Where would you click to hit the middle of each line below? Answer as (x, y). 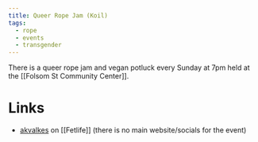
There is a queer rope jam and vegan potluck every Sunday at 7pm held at (129, 67)
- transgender (39, 45)
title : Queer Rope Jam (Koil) (58, 15)
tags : (17, 23)
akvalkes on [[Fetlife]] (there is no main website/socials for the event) (133, 130)
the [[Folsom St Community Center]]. (69, 76)
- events (30, 38)
